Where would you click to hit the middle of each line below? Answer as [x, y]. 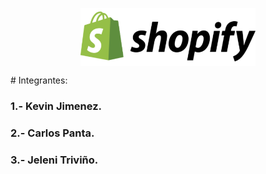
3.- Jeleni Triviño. [54, 160]
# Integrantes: [39, 80]
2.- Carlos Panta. [52, 133]
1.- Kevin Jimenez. [56, 106]
